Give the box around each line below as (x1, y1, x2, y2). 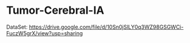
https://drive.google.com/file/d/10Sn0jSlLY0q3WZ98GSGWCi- (29, 23, 184, 30)
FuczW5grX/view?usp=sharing (6, 29, 83, 36)
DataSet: (6, 23, 28, 30)
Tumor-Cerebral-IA (6, 4, 104, 17)
